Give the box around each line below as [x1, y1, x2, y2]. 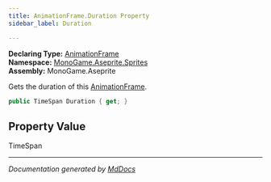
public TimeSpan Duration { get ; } [8, 97, 128, 105]
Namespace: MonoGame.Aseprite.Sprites [8, 57, 148, 67]
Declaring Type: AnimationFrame [8, 49, 119, 58]
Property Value [8, 119, 86, 133]
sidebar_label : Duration [8, 19, 92, 28]
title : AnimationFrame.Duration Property [8, 11, 150, 20]
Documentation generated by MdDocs [8, 164, 135, 174]
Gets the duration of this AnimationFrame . [8, 82, 148, 91]
